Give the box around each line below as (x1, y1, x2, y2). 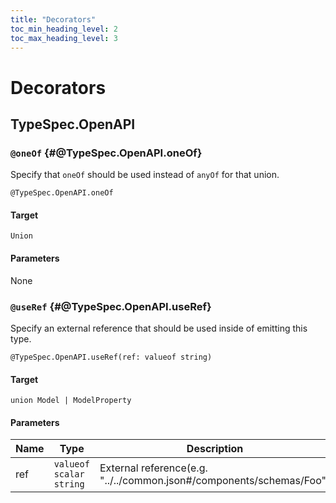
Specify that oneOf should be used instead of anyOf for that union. (10, 169, 280, 181)
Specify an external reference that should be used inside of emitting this (10, 322, 308, 334)
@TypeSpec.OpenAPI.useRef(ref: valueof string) (10, 352, 213, 362)
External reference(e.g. (99, 461, 208, 475)
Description (186, 442, 244, 456)
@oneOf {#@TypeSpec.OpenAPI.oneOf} (10, 146, 203, 160)
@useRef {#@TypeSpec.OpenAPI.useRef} (10, 299, 212, 313)
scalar (53, 469, 85, 480)
